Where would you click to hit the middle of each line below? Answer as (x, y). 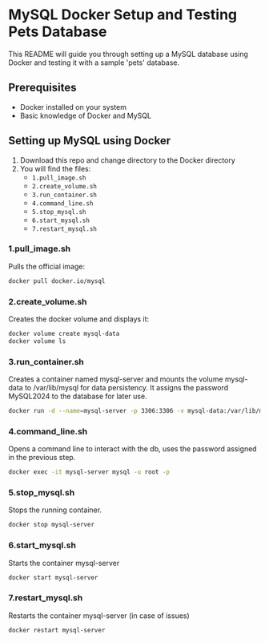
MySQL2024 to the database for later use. (78, 396)
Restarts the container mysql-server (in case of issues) (99, 616)
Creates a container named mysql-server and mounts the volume (116, 379)
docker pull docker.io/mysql (57, 281)
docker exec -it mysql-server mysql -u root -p (89, 472)
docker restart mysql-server (57, 630)
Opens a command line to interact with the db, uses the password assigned (133, 449)
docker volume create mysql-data (64, 334)
